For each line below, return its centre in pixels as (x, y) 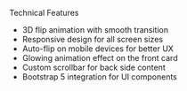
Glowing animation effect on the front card (100, 58)
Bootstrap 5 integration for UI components (100, 77)
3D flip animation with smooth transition (95, 30)
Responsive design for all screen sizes (92, 39)
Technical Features (44, 13)
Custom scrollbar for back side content (94, 67)
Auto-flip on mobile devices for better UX (98, 49)
